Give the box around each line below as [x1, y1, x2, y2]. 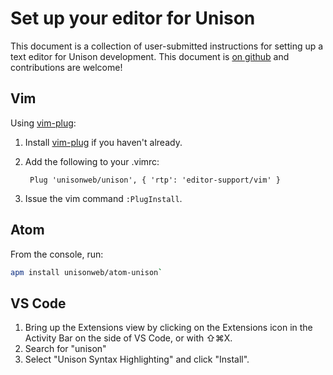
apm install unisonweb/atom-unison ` [10, 267, 163, 277]
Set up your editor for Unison [10, 7, 256, 30]
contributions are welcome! [10, 61, 123, 73]
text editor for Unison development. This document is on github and [10, 50, 290, 62]
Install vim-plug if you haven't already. [24, 136, 183, 148]
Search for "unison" [24, 343, 107, 355]
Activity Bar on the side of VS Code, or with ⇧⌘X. [24, 332, 233, 344]
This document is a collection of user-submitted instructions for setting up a [10, 40, 324, 52]
